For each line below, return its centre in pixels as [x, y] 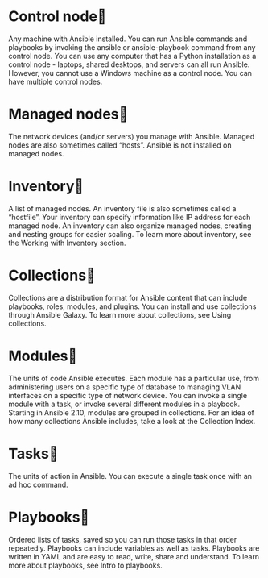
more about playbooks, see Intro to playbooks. [85, 565]
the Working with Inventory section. [67, 243]
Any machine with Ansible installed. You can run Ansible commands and [128, 39]
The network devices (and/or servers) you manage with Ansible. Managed [132, 136]
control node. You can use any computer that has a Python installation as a [132, 56]
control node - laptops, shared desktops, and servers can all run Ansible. [129, 64]
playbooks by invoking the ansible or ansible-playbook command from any [132, 47]
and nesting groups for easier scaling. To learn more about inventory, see [130, 234]
